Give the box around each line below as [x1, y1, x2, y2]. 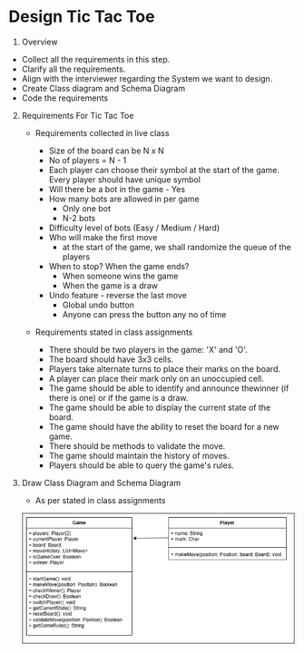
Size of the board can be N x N [48, 145, 164, 156]
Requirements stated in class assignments [34, 326, 193, 337]
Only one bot [62, 202, 111, 214]
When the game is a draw [62, 279, 159, 291]
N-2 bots [62, 212, 96, 223]
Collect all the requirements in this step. [21, 54, 171, 64]
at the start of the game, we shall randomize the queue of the [62, 241, 291, 252]
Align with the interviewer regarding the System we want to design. [21, 73, 273, 83]
